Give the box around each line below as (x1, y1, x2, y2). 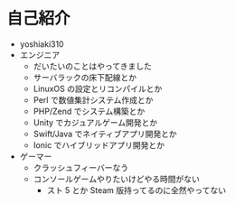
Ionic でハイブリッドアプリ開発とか (33, 139, 165, 150)
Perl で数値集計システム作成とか (33, 94, 154, 105)
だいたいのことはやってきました (33, 60, 153, 71)
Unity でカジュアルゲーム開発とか (33, 116, 158, 127)
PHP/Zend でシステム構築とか (33, 106, 146, 116)
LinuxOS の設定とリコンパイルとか (33, 83, 163, 94)
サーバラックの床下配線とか (33, 71, 137, 82)
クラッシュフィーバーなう (33, 162, 129, 172)
